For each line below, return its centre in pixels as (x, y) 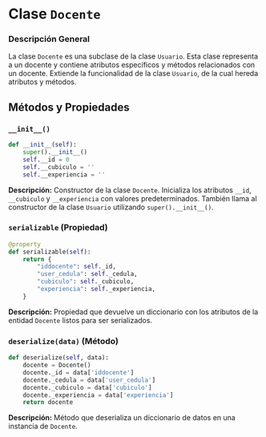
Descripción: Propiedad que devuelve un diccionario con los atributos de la (133, 312)
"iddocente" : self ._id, (77, 267)
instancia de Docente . (43, 427)
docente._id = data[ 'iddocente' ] (79, 372)
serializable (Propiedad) (58, 228)
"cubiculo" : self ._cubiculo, (86, 281)
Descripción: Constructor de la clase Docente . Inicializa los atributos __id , (130, 190)
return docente (48, 403)
